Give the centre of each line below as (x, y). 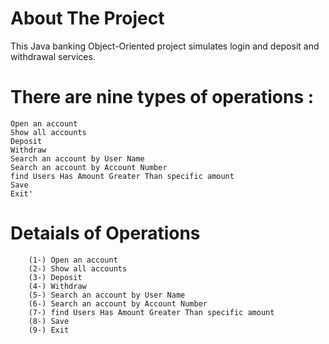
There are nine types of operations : (162, 97)
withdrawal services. (53, 56)
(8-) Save (49, 321)
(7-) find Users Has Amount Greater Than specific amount (151, 312)
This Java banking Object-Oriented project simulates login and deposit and (165, 46)
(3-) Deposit (55, 277)
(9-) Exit (49, 330)
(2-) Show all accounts (78, 268)
